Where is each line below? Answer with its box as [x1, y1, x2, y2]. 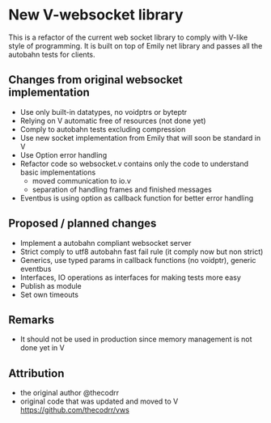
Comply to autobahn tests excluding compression [19, 124, 186, 134]
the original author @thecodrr [19, 388, 120, 398]
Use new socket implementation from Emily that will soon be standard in [19, 133, 261, 142]
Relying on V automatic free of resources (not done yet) [19, 116, 206, 125]
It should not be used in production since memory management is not [19, 334, 252, 345]
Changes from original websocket [8, 73, 184, 87]
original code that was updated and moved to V [19, 396, 179, 406]
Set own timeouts [19, 290, 79, 299]
